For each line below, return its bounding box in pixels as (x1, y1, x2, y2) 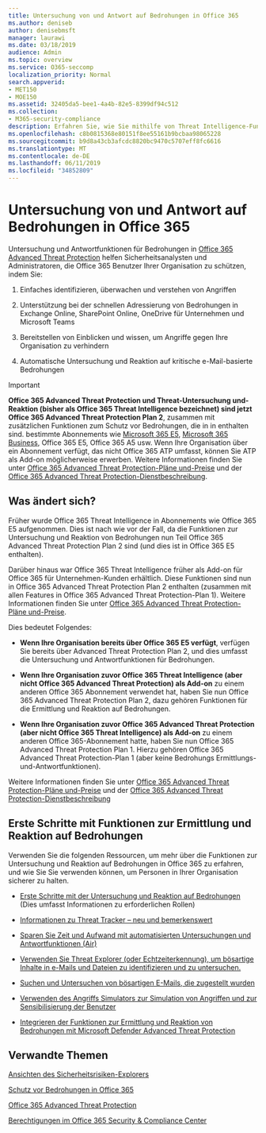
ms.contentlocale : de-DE (8, 152, 90, 160)
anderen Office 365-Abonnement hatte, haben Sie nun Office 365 (19, 736, 234, 745)
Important (8, 380, 40, 389)
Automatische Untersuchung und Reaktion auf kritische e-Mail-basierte (19, 356, 253, 365)
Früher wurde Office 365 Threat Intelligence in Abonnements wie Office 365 (8, 516, 257, 525)
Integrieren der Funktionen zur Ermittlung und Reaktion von (19, 1017, 214, 1027)
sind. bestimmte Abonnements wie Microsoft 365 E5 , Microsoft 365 (8, 429, 228, 439)
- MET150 (8, 85, 37, 94)
